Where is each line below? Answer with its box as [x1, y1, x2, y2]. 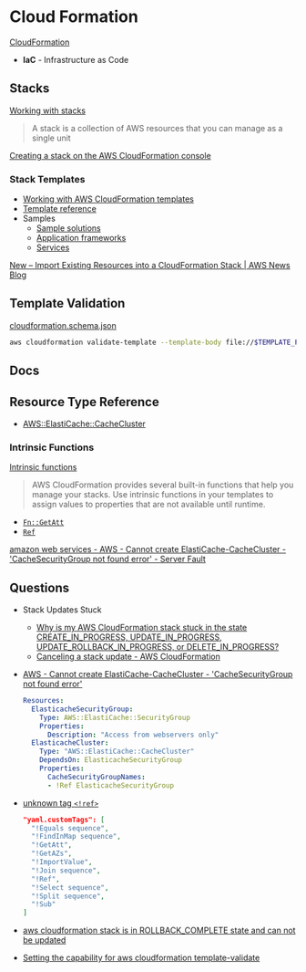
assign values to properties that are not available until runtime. [31, 499, 266, 510]
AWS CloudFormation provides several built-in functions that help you [31, 479, 294, 490]
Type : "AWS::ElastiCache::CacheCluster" [39, 747, 195, 757]
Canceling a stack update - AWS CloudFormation [36, 651, 221, 663]
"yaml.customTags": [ [22, 815, 105, 824]
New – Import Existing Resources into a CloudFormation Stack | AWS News [9, 260, 291, 271]
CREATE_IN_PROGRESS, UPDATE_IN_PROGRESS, [36, 632, 223, 643]
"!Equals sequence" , [31, 823, 109, 832]
